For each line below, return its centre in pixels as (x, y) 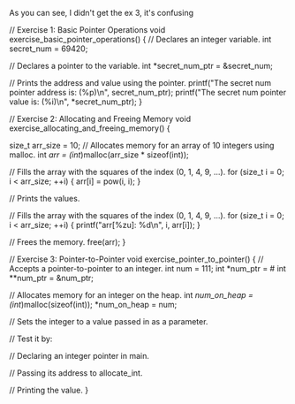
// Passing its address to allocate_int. (76, 373)
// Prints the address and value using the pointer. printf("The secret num (140, 83)
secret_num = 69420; (49, 49)
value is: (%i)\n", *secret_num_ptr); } (76, 102)
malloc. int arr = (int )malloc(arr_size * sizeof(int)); (99, 155)
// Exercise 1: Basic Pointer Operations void (87, 30)
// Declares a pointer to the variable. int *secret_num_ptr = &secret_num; (141, 66)
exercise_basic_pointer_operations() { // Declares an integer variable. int (140, 39)
